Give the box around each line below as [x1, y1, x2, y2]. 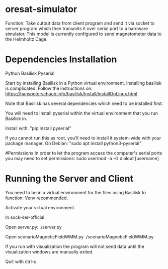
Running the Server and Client [5, 173, 134, 184]
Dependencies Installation [5, 54, 117, 65]
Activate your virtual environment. [5, 204, 75, 210]
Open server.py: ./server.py [5, 224, 62, 230]
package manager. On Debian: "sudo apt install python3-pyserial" [5, 140, 142, 146]
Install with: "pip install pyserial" [5, 125, 71, 131]
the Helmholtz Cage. [5, 36, 48, 42]
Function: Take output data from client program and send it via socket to [5, 20, 155, 26]
